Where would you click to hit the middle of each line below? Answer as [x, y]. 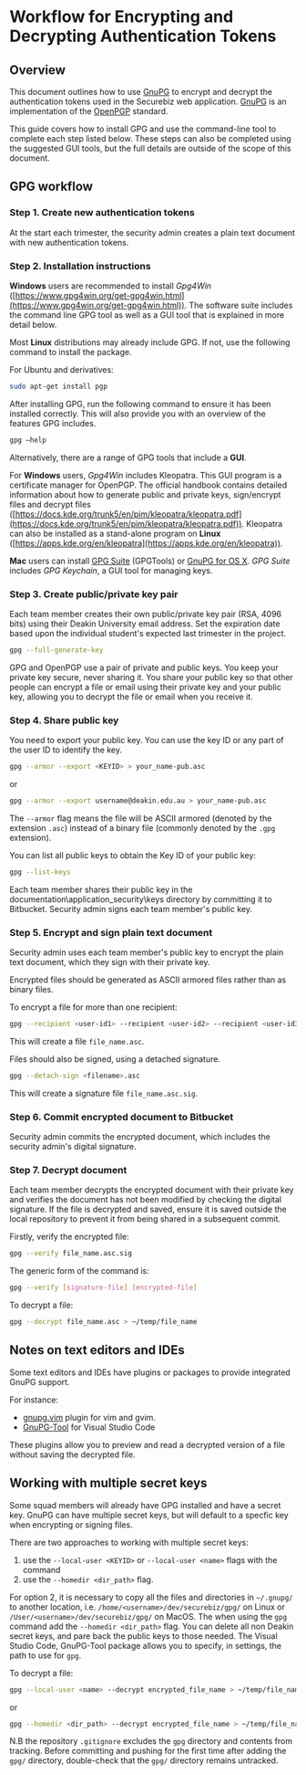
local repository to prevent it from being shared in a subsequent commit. [145, 1219]
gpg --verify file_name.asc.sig [71, 1254]
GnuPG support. [40, 1381]
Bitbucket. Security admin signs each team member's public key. [131, 909]
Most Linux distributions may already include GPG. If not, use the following [150, 342]
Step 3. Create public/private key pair [94, 593]
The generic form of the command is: [80, 1271]
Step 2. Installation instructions [81, 266]
